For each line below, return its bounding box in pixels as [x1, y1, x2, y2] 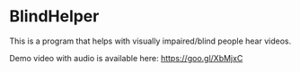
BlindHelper [9, 6, 100, 27]
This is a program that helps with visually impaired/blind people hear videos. [9, 36, 292, 46]
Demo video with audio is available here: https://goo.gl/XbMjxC [9, 52, 243, 63]
